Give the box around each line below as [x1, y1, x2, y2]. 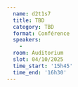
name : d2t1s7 [13, 10, 51, 18]
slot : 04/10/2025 [13, 56, 64, 63]
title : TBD [13, 17, 45, 24]
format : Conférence [13, 29, 70, 37]
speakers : [13, 36, 41, 43]
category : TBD [13, 23, 54, 30]
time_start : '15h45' [13, 62, 73, 69]
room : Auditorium [13, 50, 64, 57]
